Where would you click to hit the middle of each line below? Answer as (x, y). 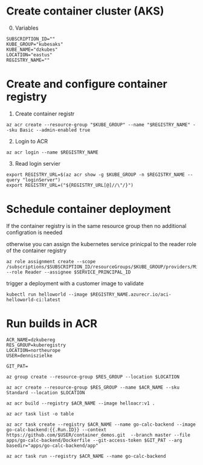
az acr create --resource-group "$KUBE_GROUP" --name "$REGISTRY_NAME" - (101, 125)
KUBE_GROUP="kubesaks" (35, 44)
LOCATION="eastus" (29, 55)
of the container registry (37, 250)
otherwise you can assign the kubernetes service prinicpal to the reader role (101, 244)
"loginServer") (41, 180)
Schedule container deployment (89, 209)
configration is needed (34, 232)
